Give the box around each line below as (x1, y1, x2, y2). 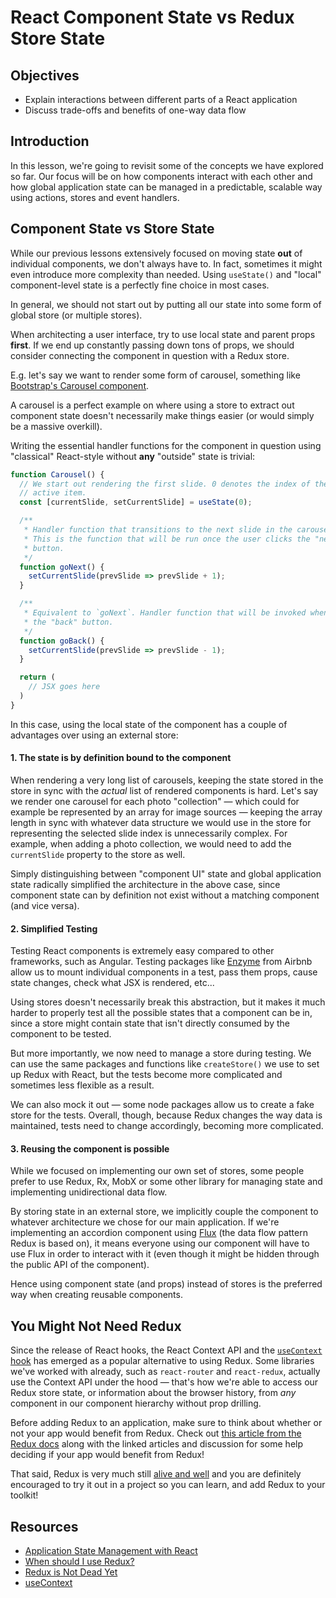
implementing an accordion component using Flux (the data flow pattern (10, 1227, 308, 1239)
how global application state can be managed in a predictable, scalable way (10, 181, 323, 193)
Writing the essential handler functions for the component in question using (10, 439, 322, 451)
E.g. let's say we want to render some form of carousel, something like (10, 369, 301, 381)
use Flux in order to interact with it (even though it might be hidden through (10, 1248, 320, 1260)
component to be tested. (10, 1028, 112, 1040)
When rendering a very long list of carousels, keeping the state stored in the (10, 774, 324, 786)
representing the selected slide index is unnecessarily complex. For (10, 827, 288, 839)
